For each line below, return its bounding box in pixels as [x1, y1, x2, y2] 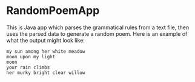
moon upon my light [6, 53, 56, 60]
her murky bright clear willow [6, 69, 85, 76]
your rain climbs [6, 64, 50, 70]
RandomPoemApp [6, 4, 100, 18]
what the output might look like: [6, 36, 85, 44]
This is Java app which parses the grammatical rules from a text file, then [6, 24, 190, 31]
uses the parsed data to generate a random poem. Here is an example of [6, 30, 188, 37]
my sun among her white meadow [6, 48, 85, 55]
